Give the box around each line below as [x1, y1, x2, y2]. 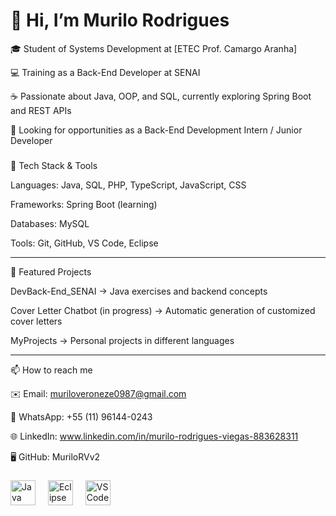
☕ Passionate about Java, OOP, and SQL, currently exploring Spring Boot [10, 90, 312, 102]
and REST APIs [10, 104, 72, 116]
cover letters [10, 315, 63, 327]
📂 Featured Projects [10, 265, 92, 278]
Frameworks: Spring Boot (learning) [10, 198, 158, 210]
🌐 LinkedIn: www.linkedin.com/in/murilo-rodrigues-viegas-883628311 [10, 430, 299, 442]
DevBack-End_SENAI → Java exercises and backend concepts [10, 285, 268, 297]
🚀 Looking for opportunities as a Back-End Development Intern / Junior [10, 124, 303, 136]
